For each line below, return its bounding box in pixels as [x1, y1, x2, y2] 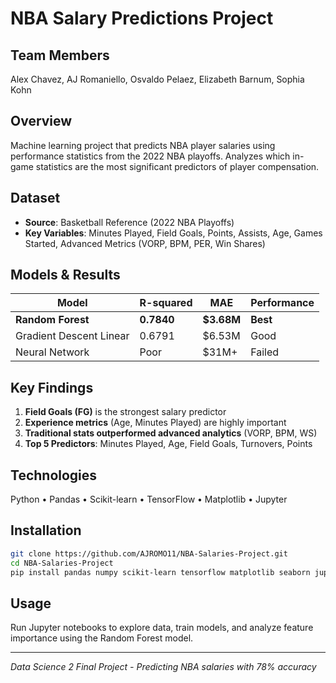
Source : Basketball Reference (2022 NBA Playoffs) [24, 216, 235, 228]
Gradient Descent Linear [15, 329, 130, 343]
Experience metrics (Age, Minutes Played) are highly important [24, 417, 287, 429]
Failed [250, 345, 280, 359]
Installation [10, 522, 82, 539]
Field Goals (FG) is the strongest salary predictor [24, 406, 227, 418]
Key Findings [10, 379, 94, 396]
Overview [10, 113, 73, 130]
